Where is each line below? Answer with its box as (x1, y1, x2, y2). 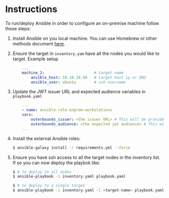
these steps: (5, 25, 31, 31)
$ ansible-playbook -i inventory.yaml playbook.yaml (12, 174, 126, 179)
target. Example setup (12, 55, 59, 61)
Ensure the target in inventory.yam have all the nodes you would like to (12, 50, 160, 56)
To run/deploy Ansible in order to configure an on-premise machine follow (5, 20, 159, 26)
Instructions (5, 4, 58, 15)
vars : (22, 112, 34, 117)
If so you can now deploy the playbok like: (12, 160, 100, 166)
